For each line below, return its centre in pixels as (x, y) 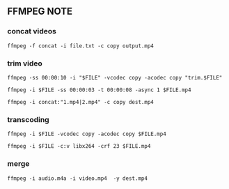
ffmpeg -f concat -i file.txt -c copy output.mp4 (81, 46)
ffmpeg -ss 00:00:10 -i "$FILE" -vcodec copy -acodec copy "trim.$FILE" (115, 77)
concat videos (32, 31)
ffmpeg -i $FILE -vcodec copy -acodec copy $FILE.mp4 (87, 134)
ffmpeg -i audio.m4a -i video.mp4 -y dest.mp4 (78, 178)
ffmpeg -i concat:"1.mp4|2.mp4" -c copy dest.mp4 (81, 102)
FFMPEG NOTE (40, 12)
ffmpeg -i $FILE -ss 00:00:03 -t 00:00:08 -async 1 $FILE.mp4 (99, 90)
